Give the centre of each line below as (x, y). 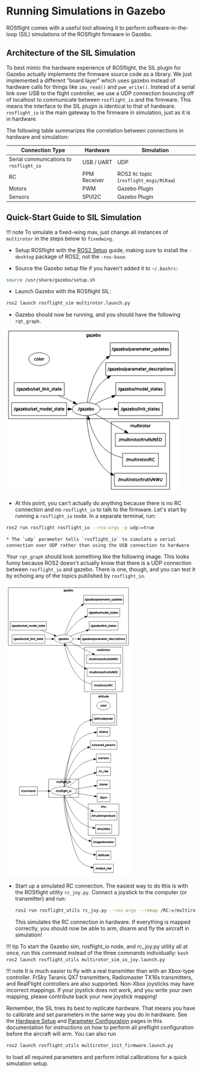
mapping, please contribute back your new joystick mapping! (82, 997)
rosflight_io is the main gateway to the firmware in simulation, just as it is (98, 112)
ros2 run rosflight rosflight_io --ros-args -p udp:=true (80, 528)
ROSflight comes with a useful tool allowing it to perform (76, 28)
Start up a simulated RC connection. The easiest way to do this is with (101, 886)
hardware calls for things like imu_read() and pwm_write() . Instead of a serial (101, 87)
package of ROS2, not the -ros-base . (81, 257)
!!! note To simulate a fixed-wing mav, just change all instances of (87, 232)
